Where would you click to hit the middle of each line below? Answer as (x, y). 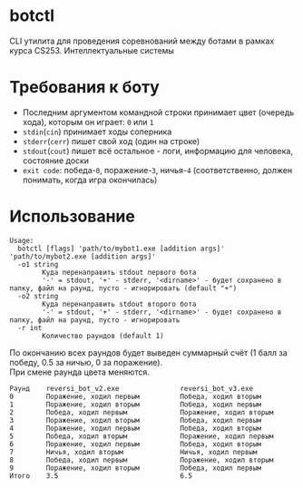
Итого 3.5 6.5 (101, 476)
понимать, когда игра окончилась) (90, 180)
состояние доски (55, 161)
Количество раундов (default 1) (103, 336)
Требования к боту (85, 88)
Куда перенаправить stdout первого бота (119, 272)
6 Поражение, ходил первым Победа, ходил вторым (135, 444)
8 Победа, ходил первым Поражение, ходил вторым (142, 460)
